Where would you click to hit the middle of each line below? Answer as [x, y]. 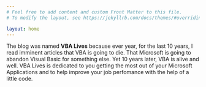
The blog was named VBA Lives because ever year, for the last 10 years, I [100, 46]
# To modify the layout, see [44, 18]
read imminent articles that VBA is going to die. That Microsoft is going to [99, 53]
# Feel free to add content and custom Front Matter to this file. [94, 12]
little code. [20, 79]
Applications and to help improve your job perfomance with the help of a [98, 72]
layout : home [23, 29]
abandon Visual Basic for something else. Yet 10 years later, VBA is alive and [103, 59]
